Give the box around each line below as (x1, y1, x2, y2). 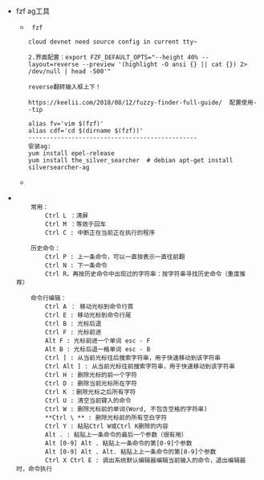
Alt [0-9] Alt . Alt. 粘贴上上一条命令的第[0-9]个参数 (45, 448, 217, 456)
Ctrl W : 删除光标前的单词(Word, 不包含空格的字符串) (45, 405, 208, 413)
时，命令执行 (15, 465, 53, 473)
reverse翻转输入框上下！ (27, 83, 102, 91)
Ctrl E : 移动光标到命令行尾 (45, 311, 132, 319)
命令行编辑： (30, 294, 67, 302)
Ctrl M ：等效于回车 (45, 220, 107, 228)
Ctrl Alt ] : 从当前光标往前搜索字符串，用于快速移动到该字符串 (45, 363, 235, 371)
